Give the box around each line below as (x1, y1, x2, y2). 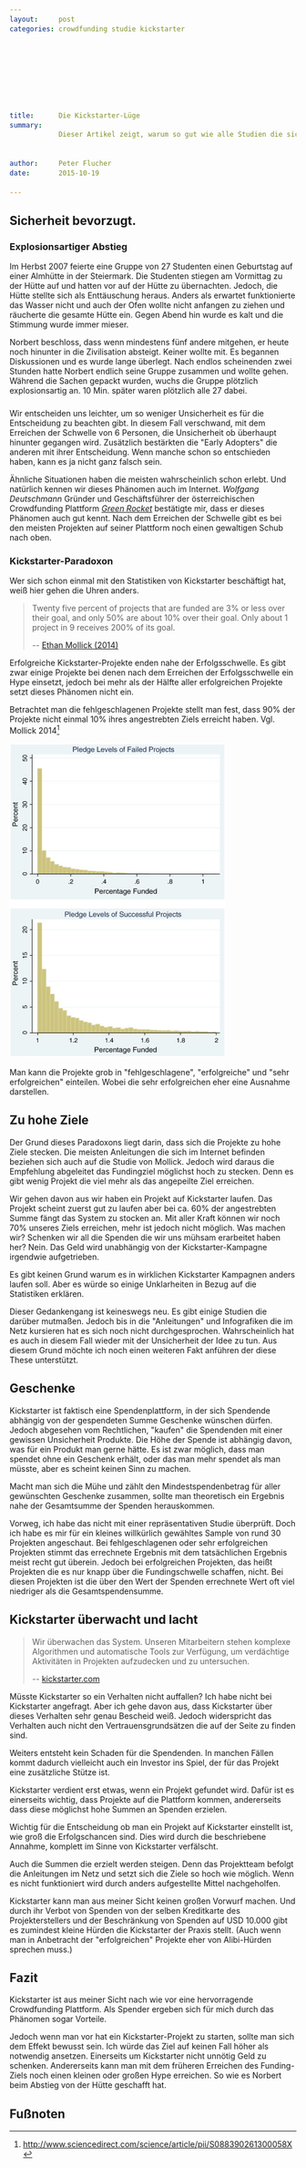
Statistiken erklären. (9, 1288, 85, 1299)
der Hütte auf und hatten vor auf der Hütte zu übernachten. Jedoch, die (9, 281, 279, 292)
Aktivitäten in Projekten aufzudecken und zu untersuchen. (31, 1655, 250, 1667)
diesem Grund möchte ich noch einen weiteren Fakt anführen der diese (9, 1344, 277, 1355)
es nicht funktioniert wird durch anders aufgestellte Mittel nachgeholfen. (9, 1877, 280, 1888)
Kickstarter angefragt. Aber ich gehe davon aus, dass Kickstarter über (9, 1700, 273, 1711)
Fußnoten (9, 2106, 66, 2122)
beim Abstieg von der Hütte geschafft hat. (9, 2080, 167, 2091)
